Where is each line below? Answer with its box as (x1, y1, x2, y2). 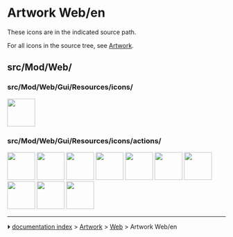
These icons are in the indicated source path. (7, 28, 137, 36)
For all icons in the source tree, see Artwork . (7, 41, 134, 49)
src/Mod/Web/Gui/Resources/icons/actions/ (7, 136, 162, 145)
